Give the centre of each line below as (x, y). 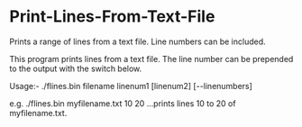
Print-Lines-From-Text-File (112, 17)
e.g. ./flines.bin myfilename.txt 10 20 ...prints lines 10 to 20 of (123, 103)
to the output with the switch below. (76, 68)
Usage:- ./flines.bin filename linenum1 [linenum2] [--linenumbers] (131, 86)
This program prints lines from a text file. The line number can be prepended (151, 59)
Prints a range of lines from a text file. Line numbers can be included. (137, 41)
